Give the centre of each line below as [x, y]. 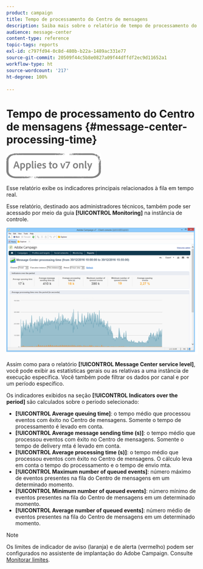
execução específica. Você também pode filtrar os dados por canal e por [98, 377]
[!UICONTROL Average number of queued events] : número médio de [103, 511]
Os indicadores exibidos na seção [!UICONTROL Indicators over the [92, 395]
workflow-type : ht [29, 64]
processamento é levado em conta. [59, 427]
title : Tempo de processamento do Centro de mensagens [77, 19]
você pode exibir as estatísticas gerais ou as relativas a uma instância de [98, 371]
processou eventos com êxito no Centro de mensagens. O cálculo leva [104, 459]
